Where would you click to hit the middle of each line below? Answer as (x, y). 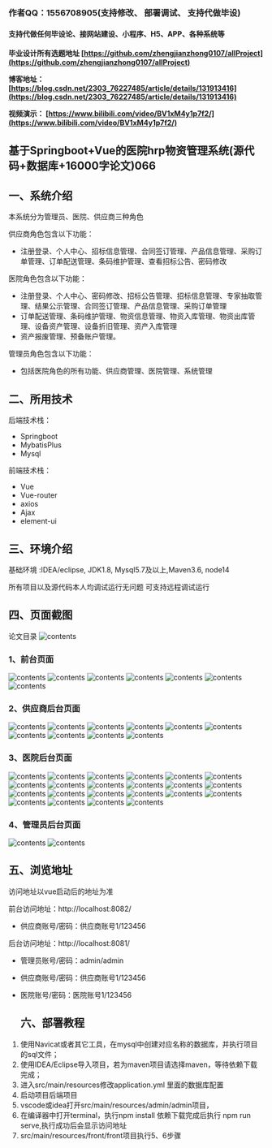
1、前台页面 (31, 659)
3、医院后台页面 (41, 758)
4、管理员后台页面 (45, 824)
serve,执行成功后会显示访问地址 (73, 1125)
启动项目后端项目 (49, 1094)
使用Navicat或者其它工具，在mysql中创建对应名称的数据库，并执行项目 (139, 1044)
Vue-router (39, 495)
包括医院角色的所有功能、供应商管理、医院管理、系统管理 (116, 371)
